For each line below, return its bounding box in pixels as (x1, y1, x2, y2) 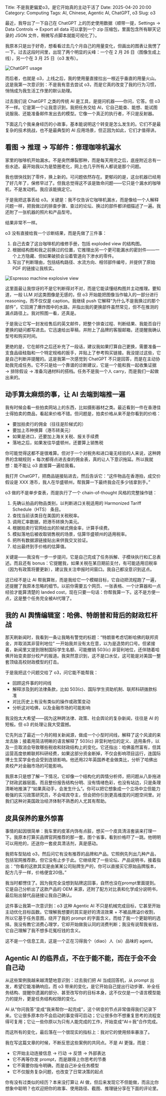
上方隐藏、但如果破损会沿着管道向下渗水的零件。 (16, 253, 117, 259)
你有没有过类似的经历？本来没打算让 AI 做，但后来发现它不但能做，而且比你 (5, 1079, 159, 1085)
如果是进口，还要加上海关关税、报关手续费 (12, 433, 99, 439)
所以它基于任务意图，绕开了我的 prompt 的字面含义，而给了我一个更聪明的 (5, 915, 157, 921)
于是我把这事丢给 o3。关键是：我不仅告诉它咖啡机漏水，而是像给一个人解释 (5, 197, 159, 203)
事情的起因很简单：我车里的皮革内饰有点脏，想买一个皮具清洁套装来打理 (5, 828, 152, 834)
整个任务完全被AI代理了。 (22, 595, 75, 601)
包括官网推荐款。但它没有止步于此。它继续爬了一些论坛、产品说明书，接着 (5, 857, 157, 863)
